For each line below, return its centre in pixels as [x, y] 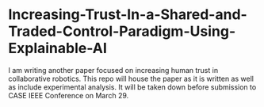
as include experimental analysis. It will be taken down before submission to [132, 87]
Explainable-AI [57, 48]
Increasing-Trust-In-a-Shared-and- [128, 15]
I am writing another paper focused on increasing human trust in [113, 70]
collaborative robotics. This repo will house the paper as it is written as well [131, 78]
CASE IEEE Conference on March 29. [69, 95]
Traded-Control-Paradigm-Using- [122, 31]
